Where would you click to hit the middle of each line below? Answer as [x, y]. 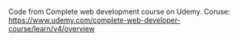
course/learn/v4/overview [52, 29]
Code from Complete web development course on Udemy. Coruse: [119, 12]
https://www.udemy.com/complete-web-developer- [95, 20]
